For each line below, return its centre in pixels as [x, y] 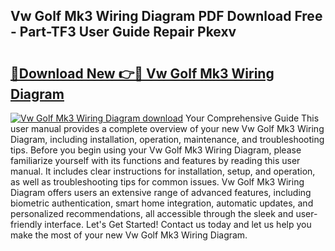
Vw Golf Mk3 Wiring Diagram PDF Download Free [166, 16]
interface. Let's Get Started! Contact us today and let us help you [178, 224]
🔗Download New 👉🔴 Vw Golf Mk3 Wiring [142, 73]
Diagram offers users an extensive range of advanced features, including [161, 192]
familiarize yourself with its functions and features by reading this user [155, 160]
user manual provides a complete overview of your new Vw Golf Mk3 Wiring [167, 128]
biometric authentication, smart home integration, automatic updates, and [162, 203]
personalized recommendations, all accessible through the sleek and [152, 213]
